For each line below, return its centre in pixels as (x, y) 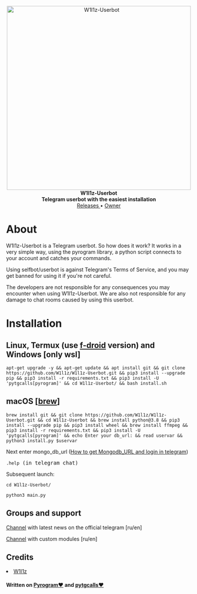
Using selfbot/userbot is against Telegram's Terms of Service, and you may (98, 269)
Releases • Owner (99, 205)
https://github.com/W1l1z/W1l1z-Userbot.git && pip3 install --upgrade (96, 373)
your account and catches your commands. (59, 258)
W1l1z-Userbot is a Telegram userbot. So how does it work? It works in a (94, 245)
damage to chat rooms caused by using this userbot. (70, 300)
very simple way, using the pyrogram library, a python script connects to (94, 252)
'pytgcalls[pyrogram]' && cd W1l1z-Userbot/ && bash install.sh (86, 383)
